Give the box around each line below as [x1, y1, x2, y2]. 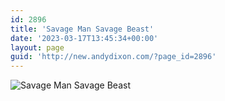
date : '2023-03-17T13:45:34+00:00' [10, 33, 159, 43]
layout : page [10, 42, 65, 53]
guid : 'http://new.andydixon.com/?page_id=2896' [10, 52, 217, 62]
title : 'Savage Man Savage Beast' [10, 24, 155, 34]
